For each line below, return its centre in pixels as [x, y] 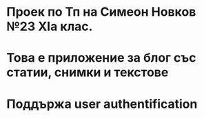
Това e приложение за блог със [102, 58]
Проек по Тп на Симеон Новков [101, 12]
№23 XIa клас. [50, 26]
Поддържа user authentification [102, 104]
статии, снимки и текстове [88, 72]
